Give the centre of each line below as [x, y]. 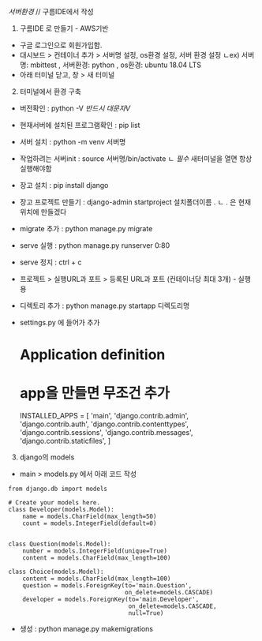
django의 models [47, 457]
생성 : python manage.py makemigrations [86, 629]
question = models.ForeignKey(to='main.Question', [107, 586]
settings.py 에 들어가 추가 [60, 322]
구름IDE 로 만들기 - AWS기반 [64, 28]
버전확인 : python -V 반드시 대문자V [75, 108]
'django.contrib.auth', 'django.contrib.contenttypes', [104, 424]
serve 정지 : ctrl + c [51, 262]
